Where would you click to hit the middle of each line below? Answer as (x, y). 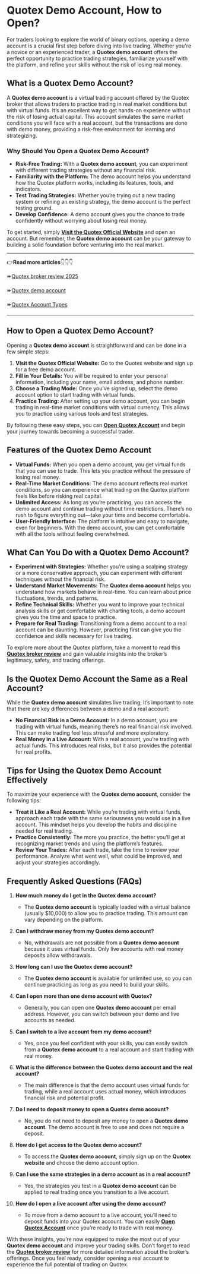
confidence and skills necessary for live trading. (74, 636)
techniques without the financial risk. (60, 579)
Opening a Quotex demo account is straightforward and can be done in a (96, 345)
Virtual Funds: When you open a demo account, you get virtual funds (100, 464)
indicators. (28, 189)
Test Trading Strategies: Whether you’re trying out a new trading (95, 195)
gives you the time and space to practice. (66, 617)
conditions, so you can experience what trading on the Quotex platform (102, 489)
